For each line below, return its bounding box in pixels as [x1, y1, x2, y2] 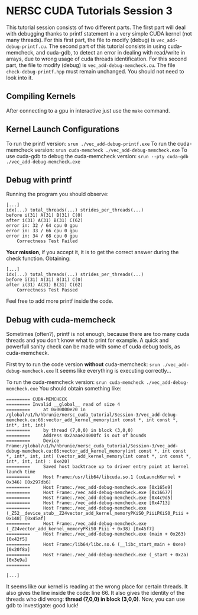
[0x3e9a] [6, 557, 28, 563]
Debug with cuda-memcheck [6, 315, 116, 325]
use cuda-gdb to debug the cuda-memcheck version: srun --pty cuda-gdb [6, 152, 189, 159]
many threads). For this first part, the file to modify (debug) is [6, 36, 155, 43]
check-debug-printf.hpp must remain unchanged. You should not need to [6, 68, 184, 75]
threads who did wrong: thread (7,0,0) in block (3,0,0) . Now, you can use [6, 595, 185, 603]
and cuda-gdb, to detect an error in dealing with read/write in [35, 49, 186, 56]
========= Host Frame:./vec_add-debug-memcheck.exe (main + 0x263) [6, 531, 186, 537]
